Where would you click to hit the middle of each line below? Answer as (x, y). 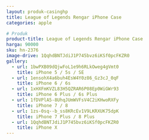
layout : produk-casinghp (37, 12)
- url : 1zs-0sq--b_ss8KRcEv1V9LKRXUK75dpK (65, 111)
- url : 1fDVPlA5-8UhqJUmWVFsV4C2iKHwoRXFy (65, 100)
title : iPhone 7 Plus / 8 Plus (56, 117)
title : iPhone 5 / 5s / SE (51, 72)
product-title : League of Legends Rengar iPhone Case (75, 39)
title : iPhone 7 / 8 (42, 105)
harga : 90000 (22, 45)
